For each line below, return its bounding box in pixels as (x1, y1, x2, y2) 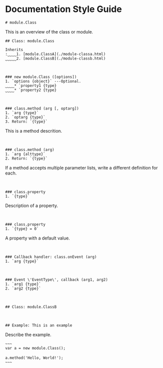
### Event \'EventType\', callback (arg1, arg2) (5, 277, 108, 282)
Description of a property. (5, 202, 58, 208)
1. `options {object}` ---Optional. (5, 78, 81, 83)
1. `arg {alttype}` (5, 151, 46, 156)
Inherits (5, 47, 23, 52)
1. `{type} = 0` (5, 226, 39, 231)
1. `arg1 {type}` (5, 281, 41, 286)
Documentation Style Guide (5, 3, 122, 15)
